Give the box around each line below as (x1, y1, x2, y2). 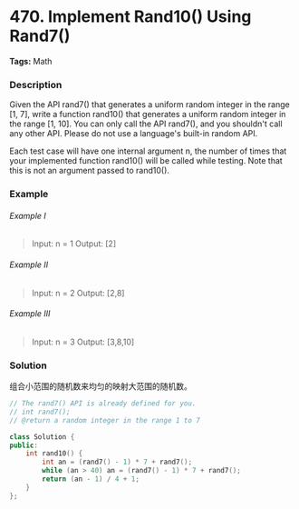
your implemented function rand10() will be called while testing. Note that (9, 155, 283, 166)
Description (9, 78, 63, 91)
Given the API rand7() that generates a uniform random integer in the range (9, 99, 290, 110)
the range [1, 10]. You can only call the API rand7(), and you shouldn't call (9, 118, 283, 129)
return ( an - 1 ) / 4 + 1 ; (42, 474, 140, 484)
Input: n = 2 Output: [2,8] (31, 287, 125, 298)
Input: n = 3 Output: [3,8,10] (31, 336, 135, 347)
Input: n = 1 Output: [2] (31, 238, 116, 249)
